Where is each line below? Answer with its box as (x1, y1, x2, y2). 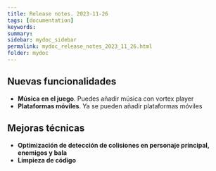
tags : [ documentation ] (7, 17, 74, 24)
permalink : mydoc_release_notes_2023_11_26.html (7, 43, 153, 50)
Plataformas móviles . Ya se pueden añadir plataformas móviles (17, 101, 203, 110)
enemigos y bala (17, 148, 68, 157)
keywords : (7, 23, 37, 30)
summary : (7, 30, 33, 37)
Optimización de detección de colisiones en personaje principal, (17, 141, 210, 149)
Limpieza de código (17, 156, 76, 164)
